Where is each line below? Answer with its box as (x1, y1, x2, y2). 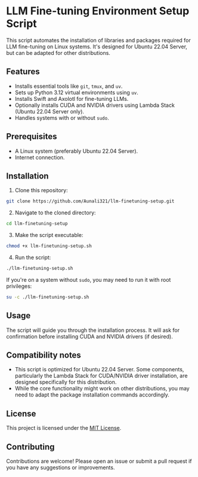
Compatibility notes (6, 350, 82, 360)
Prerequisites (6, 131, 57, 141)
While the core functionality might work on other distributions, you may (14, 385, 190, 392)
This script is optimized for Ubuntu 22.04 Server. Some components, (14, 366, 184, 373)
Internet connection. (14, 153, 65, 161)
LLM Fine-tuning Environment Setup (6, 4, 190, 18)
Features (6, 67, 40, 77)
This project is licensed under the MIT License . (6, 424, 122, 432)
